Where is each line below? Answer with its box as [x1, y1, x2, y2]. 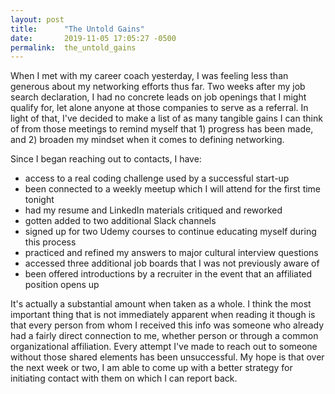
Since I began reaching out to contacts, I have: [10, 153, 202, 165]
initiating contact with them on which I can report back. [10, 372, 238, 385]
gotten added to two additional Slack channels [24, 215, 217, 227]
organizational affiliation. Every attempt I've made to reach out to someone [10, 341, 318, 353]
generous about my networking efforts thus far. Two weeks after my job [10, 81, 306, 93]
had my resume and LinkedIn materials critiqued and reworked [24, 204, 283, 216]
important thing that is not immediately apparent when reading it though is [10, 309, 316, 321]
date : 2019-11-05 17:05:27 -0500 [10, 33, 177, 43]
